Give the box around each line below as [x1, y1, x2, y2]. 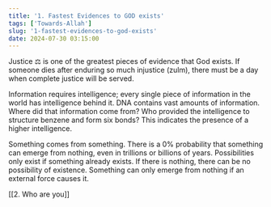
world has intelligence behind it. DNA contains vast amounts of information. [8, 98, 260, 108]
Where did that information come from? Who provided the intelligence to [8, 107, 250, 116]
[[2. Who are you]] [8, 189, 70, 199]
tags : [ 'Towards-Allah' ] [8, 19, 92, 27]
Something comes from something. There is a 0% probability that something [8, 139, 264, 150]
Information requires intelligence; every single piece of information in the [8, 90, 251, 99]
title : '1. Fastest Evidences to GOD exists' [8, 11, 164, 20]
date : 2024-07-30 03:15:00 [8, 34, 100, 43]
